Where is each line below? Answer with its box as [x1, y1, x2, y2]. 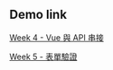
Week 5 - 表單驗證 [9, 51, 78, 62]
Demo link [9, 7, 68, 22]
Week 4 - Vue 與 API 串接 [9, 31, 104, 43]
